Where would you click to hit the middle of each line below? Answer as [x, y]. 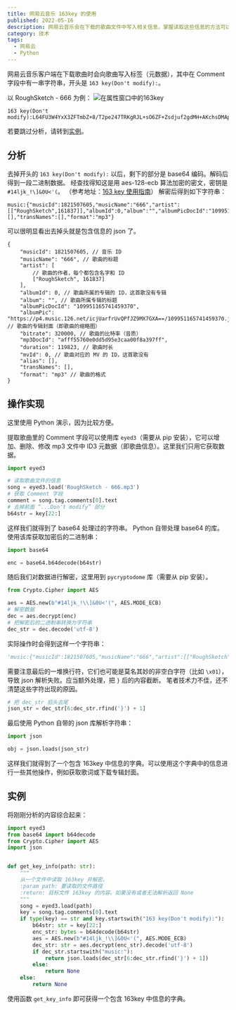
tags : [15, 40]
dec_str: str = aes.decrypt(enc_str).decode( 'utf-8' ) [113, 945]
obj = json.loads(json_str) [48, 749]
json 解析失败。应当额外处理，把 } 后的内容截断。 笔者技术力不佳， [118, 680]
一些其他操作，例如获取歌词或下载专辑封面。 [78, 772]
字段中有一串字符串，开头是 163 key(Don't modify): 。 [86, 82]
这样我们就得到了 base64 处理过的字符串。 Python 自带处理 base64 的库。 [115, 528]
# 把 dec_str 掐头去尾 [38, 702]
